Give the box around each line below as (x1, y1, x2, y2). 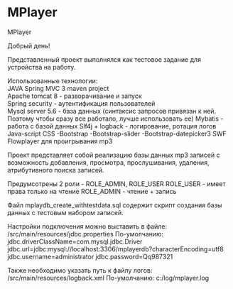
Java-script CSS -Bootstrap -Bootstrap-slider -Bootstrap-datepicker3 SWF (7, 129, 227, 138)
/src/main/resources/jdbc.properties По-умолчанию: (7, 229, 164, 238)
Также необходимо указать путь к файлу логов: (7, 266, 153, 274)
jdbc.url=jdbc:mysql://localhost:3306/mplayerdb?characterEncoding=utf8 (7, 244, 224, 253)
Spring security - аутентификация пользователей (7, 99, 156, 107)
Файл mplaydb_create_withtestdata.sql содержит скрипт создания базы (7, 200, 222, 209)
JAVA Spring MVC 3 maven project (7, 84, 109, 92)
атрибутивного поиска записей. (7, 165, 104, 174)
